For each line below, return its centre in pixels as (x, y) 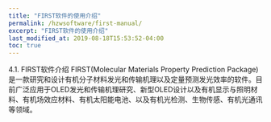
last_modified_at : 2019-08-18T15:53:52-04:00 (86, 38)
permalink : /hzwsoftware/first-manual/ (75, 23)
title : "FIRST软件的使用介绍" (55, 16)
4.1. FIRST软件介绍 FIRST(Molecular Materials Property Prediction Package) (133, 70)
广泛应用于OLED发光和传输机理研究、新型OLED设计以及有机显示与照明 (133, 90)
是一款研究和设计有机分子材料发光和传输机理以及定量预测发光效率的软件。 (132, 79)
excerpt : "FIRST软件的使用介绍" (58, 31)
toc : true (25, 46)
